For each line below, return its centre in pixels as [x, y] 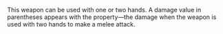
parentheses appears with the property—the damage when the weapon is [112, 17]
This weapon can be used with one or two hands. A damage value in [104, 10]
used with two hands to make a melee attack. [71, 24]
